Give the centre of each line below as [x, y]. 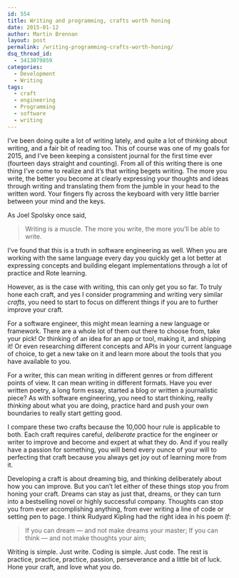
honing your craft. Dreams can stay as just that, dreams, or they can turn [114, 494]
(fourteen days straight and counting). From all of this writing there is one [115, 163]
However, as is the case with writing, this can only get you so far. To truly [115, 287]
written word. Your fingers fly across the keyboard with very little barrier [113, 193]
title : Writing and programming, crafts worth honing [89, 21]
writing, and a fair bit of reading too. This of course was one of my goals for [118, 148]
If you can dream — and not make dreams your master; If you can [122, 530]
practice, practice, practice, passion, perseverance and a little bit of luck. [115, 559]
